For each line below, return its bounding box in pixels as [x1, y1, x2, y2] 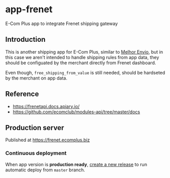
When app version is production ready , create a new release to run [5, 161, 147, 167]
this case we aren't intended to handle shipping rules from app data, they [5, 54, 159, 60]
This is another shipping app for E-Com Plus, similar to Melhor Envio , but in [5, 48, 163, 55]
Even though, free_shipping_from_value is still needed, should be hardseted [5, 69, 165, 75]
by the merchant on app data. [5, 75, 67, 81]
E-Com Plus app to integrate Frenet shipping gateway [5, 20, 118, 27]
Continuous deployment [5, 149, 67, 157]
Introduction [5, 35, 46, 44]
